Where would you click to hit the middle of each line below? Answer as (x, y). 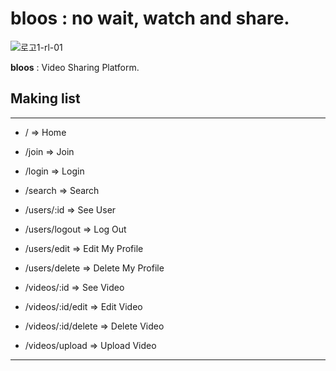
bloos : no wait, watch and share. (150, 18)
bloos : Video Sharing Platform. (75, 67)
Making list (45, 98)
